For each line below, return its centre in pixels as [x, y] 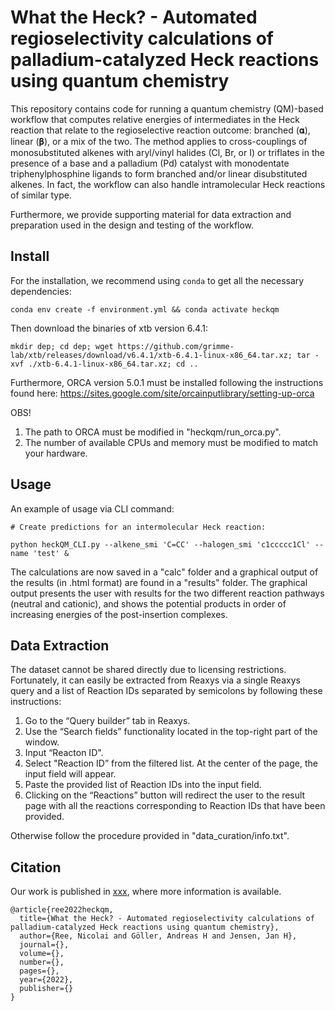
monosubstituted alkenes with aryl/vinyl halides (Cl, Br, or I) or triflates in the [167, 152]
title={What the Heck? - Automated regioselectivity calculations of [167, 919]
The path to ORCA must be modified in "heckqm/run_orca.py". [153, 432]
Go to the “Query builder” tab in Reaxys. [107, 721]
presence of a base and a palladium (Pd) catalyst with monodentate [150, 163]
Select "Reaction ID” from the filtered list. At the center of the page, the [171, 763]
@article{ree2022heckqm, [62, 910]
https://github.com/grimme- [176, 346]
